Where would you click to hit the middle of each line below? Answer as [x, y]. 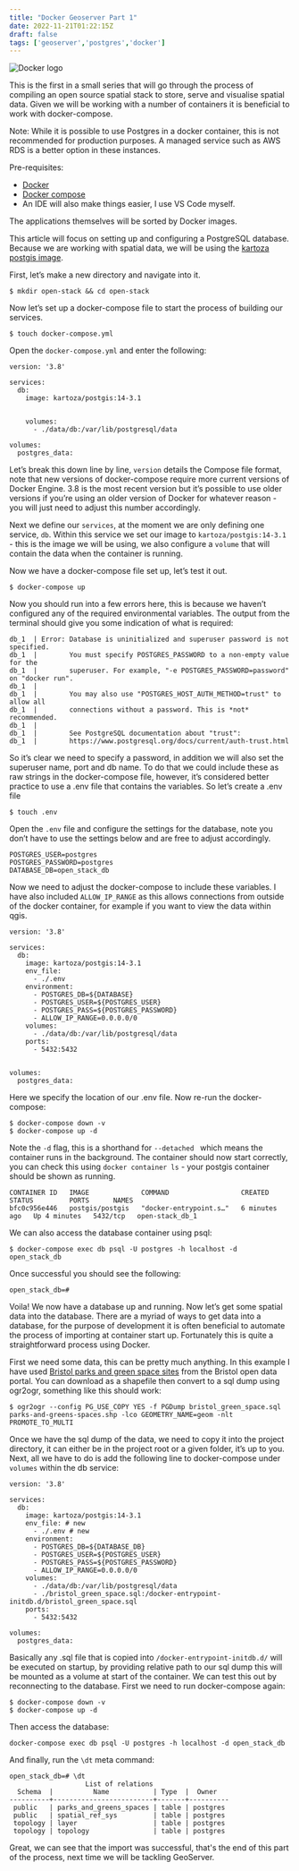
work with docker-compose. [61, 114]
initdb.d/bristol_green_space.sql [74, 1602]
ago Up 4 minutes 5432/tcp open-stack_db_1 [104, 1217]
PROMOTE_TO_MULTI [42, 1423]
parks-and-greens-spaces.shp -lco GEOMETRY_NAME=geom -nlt [121, 1415]
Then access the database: [59, 1727]
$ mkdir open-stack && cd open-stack [79, 292]
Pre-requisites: [37, 167]
